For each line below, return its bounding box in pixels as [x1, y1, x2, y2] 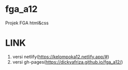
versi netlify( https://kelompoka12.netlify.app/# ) [12, 54, 109, 60]
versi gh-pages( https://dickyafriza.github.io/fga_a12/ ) [12, 59, 123, 65]
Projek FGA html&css [5, 20, 49, 26]
